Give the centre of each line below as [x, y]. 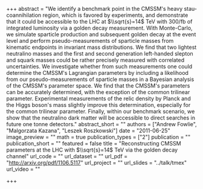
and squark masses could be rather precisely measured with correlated [95, 60]
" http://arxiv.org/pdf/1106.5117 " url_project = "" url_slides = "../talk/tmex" [96, 163]
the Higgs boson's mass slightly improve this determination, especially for [98, 105]
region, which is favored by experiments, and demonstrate [115, 15]
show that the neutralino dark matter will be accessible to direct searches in [101, 118]
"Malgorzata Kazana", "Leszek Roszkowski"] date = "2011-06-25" [88, 130]
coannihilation [24, 15]
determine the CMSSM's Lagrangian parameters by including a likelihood [98, 73]
